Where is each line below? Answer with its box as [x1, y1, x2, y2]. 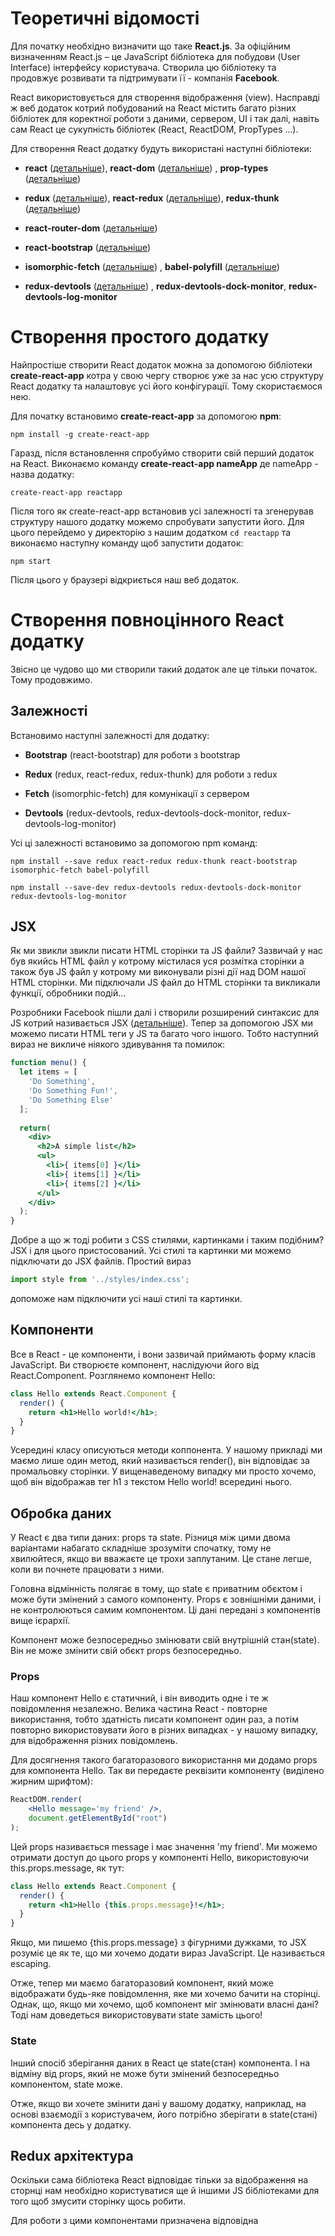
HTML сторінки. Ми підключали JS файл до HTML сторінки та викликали [10, 977, 321, 989]
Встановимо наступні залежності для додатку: [10, 729, 210, 741]
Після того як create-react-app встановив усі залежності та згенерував [10, 505, 314, 517]
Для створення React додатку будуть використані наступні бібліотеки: [10, 142, 312, 154]
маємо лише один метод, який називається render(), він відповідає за [10, 1455, 310, 1467]
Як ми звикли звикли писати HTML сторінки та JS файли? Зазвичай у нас [10, 945, 323, 957]
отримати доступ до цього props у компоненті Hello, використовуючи [10, 1851, 309, 1863]
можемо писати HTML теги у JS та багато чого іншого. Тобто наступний [10, 1028, 319, 1040]
